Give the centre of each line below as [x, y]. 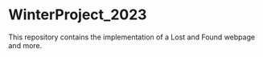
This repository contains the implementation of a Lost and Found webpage [132, 37]
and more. [25, 45]
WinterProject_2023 [78, 15]
